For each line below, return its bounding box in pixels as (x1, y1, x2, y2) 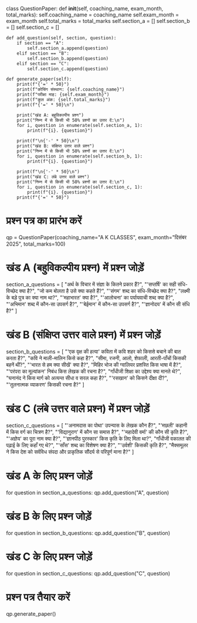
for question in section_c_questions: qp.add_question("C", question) (6, 570, 171, 577)
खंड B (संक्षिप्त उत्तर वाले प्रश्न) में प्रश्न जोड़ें (6, 329, 161, 341)
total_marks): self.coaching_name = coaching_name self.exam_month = (6, 11, 179, 18)
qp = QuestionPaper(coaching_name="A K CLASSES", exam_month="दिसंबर (6, 233, 187, 240)
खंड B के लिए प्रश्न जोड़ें (6, 510, 92, 522)
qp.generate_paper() (6, 610, 56, 617)
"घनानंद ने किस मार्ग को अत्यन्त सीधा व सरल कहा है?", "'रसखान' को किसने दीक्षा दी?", (6, 374, 168, 381)
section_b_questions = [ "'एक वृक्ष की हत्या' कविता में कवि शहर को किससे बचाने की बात (6, 348, 181, 355)
